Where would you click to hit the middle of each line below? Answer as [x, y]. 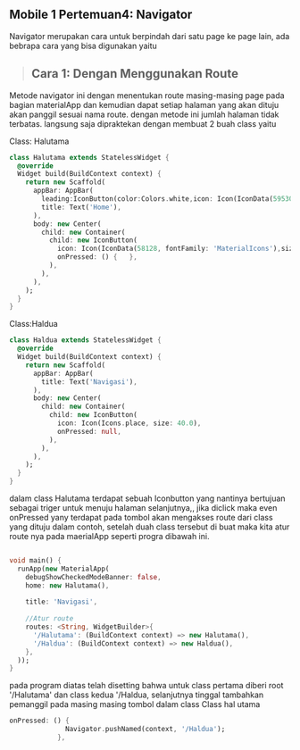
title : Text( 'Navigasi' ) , [90, 382]
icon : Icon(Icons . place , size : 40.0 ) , [129, 423]
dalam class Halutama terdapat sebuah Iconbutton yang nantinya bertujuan [147, 498]
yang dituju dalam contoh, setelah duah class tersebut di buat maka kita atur [150, 527]
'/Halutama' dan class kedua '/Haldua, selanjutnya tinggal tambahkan [137, 695]
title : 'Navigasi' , [62, 602]
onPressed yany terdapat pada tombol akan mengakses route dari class [142, 517]
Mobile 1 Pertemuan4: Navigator [101, 15]
